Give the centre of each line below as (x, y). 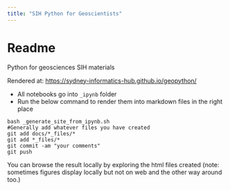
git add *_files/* (34, 139)
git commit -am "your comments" (54, 146)
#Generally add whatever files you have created (79, 128)
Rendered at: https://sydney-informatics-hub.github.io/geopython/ (102, 80)
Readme (32, 47)
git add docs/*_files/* (42, 133)
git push (20, 152)
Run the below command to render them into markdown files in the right (120, 101)
